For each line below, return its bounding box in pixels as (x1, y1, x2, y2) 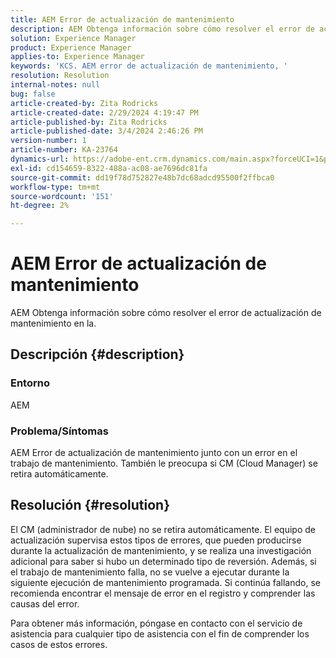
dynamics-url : (10, 154, 70, 164)
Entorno (10, 376, 50, 390)
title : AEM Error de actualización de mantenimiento (10, 14, 235, 25)
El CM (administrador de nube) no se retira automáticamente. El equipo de (10, 523, 316, 535)
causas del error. (10, 597, 80, 610)
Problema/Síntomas (10, 424, 109, 438)
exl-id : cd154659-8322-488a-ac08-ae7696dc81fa (10, 163, 208, 173)
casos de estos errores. (10, 638, 108, 650)
